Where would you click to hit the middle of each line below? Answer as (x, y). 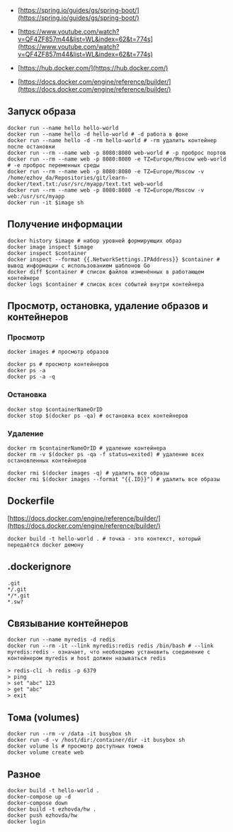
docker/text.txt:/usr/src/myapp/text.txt (69, 184)
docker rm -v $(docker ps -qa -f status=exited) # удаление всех (106, 454)
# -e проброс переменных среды (53, 165)
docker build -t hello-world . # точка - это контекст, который (104, 539)
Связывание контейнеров (68, 623)
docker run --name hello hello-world (63, 128)
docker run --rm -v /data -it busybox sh (69, 734)
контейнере (23, 278)
